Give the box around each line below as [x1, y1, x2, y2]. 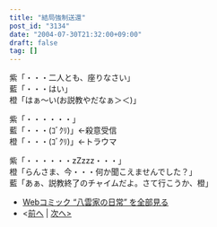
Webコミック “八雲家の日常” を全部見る [22, 196, 169, 207]
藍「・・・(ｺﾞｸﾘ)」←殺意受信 [9, 125, 117, 135]
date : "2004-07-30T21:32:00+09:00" [9, 30, 143, 39]
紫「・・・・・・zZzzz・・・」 [9, 155, 126, 166]
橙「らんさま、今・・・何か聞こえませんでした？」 [9, 167, 197, 178]
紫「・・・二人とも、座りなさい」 [9, 73, 135, 83]
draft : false [9, 38, 58, 48]
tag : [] [9, 47, 39, 56]
